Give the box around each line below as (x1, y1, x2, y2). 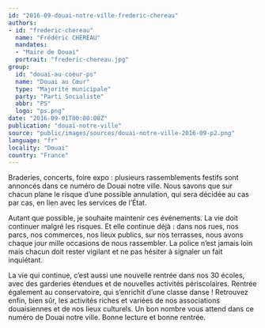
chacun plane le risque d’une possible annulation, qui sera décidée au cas (8, 190, 249, 199)
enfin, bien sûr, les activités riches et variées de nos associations (8, 296, 220, 305)
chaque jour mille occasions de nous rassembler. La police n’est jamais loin (8, 239, 253, 248)
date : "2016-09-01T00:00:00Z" (8, 115, 108, 123)
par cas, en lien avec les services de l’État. (8, 198, 147, 208)
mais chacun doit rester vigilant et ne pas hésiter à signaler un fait (8, 247, 223, 257)
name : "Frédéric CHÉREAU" (15, 33, 101, 42)
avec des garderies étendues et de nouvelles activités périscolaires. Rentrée (8, 279, 257, 288)
